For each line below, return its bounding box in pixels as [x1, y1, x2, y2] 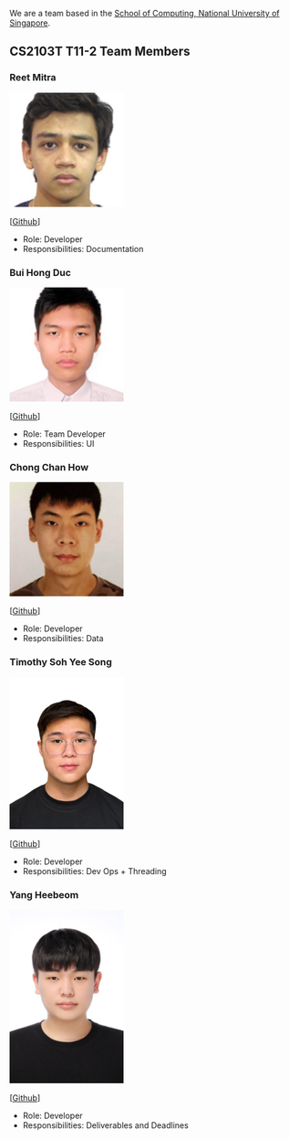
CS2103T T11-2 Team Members [9, 44, 191, 59]
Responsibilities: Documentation [22, 243, 144, 254]
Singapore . [9, 17, 51, 28]
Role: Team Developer [22, 428, 107, 439]
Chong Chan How [9, 460, 89, 473]
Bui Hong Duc [9, 266, 71, 279]
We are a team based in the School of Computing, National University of [9, 8, 280, 18]
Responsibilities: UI [22, 438, 95, 449]
